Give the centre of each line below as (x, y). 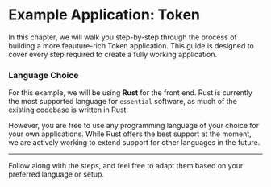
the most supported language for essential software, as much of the (123, 102)
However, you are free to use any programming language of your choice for (134, 126)
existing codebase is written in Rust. (69, 110)
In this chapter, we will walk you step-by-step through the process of (123, 37)
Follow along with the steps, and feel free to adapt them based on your (126, 166)
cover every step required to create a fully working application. (113, 54)
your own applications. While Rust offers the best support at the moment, (130, 134)
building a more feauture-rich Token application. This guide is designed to (131, 45)
